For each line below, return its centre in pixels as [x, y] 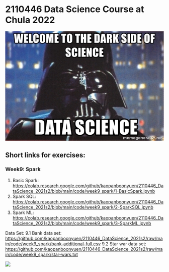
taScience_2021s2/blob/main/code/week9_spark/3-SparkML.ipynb [82, 223]
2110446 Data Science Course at [75, 9]
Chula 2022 [30, 20]
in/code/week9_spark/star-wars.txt [41, 254]
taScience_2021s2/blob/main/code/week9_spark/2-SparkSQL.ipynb [83, 207]
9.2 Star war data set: [124, 244]
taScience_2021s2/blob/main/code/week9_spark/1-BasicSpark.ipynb [84, 191]
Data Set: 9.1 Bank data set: [33, 233]
